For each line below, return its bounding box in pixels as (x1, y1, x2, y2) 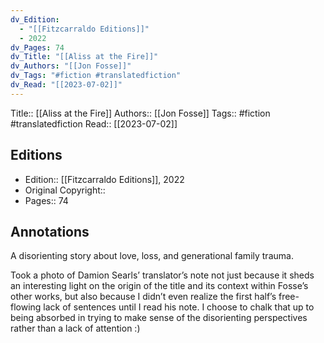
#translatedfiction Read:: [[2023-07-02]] (10, 117, 178, 130)
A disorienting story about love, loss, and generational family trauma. (10, 250, 294, 262)
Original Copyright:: (24, 184, 106, 196)
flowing (10, 301, 42, 313)
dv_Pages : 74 (10, 42, 65, 53)
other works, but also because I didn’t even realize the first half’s (10, 291, 277, 303)
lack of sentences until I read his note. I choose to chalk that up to (43, 301, 315, 313)
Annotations (10, 223, 90, 240)
